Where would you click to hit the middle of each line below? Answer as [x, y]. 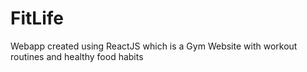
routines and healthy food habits [77, 56]
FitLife [37, 18]
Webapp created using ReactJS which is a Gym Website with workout [154, 46]
